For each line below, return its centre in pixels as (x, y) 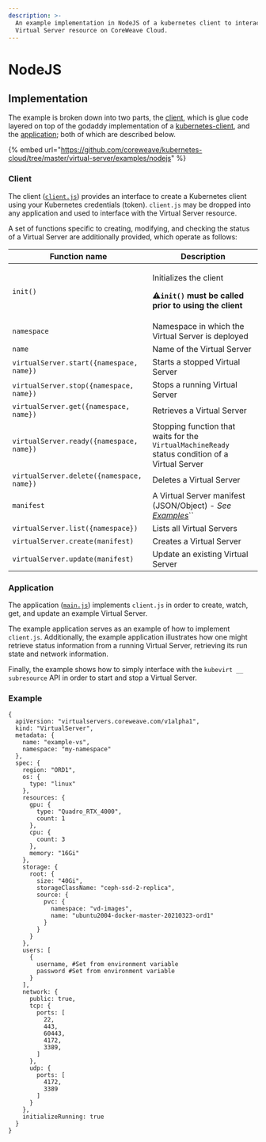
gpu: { (40, 805)
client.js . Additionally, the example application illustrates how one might (128, 637)
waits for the (176, 436)
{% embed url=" (35, 150)
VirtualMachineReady (191, 445)
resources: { (44, 798)
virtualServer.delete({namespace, (77, 476)
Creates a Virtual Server (197, 541)
